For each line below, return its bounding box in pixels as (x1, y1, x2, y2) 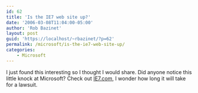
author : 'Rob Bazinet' (6, 25, 62, 31)
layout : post (6, 31, 38, 36)
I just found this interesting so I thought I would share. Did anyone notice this (6, 68, 192, 75)
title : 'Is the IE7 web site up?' (6, 14, 91, 20)
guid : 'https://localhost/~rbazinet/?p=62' (6, 36, 115, 42)
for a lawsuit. (6, 81, 38, 88)
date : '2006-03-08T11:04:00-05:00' (6, 19, 94, 25)
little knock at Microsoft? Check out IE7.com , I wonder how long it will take (6, 75, 186, 82)
